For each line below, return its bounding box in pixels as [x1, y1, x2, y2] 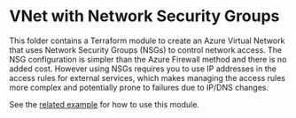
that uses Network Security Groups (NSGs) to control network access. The [9, 44, 283, 55]
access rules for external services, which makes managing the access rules [9, 72, 286, 83]
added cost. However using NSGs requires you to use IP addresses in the [9, 63, 277, 74]
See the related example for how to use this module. [9, 99, 199, 109]
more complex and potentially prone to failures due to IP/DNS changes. [9, 82, 269, 92]
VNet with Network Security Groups [9, 6, 280, 26]
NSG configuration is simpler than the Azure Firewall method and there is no [9, 54, 287, 64]
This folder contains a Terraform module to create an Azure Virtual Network [9, 35, 285, 46]
